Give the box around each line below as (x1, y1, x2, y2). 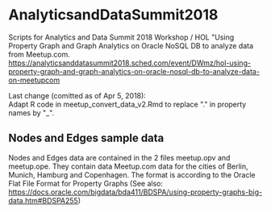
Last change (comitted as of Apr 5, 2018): (8, 90, 147, 100)
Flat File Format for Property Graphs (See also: (8, 178, 164, 188)
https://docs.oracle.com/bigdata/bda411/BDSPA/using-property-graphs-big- (8, 187, 263, 197)
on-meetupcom (8, 75, 60, 85)
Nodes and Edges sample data (8, 132, 165, 145)
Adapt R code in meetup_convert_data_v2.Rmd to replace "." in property (8, 99, 247, 109)
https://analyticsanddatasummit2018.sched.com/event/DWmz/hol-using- (8, 58, 252, 68)
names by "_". (8, 107, 55, 118)
